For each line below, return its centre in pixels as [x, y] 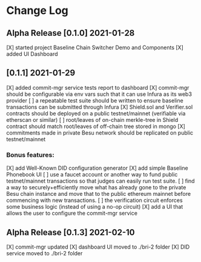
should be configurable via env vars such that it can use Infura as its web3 [99, 94]
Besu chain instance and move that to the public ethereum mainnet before [99, 194]
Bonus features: [30, 155]
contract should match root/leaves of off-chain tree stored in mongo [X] [96, 126]
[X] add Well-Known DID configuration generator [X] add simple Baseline [97, 168]
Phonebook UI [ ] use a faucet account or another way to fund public [92, 175]
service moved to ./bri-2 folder [44, 253]
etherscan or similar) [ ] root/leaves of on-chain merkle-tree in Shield [92, 119]
